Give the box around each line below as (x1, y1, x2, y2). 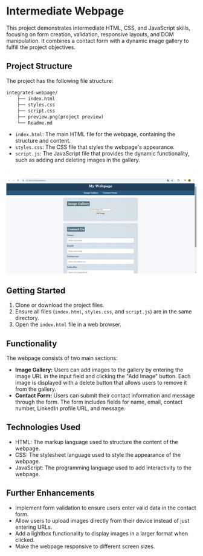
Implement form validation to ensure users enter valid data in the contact (14, 504, 196, 511)
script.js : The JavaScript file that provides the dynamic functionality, (14, 149, 190, 157)
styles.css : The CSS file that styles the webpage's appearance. (14, 143, 175, 151)
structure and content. (14, 137, 71, 144)
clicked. (14, 536, 35, 543)
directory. (14, 315, 39, 322)
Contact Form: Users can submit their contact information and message (14, 391, 195, 399)
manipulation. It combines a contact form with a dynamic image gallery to (6, 37, 189, 44)
